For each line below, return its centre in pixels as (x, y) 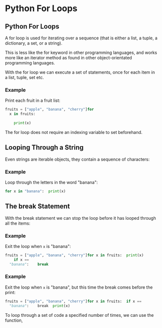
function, (14, 320)
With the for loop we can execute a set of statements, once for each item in (80, 72)
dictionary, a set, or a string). (34, 43)
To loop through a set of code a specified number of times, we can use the (79, 315)
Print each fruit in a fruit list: (33, 100)
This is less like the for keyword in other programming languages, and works (81, 52)
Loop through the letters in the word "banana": (52, 182)
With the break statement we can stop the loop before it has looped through (81, 218)
